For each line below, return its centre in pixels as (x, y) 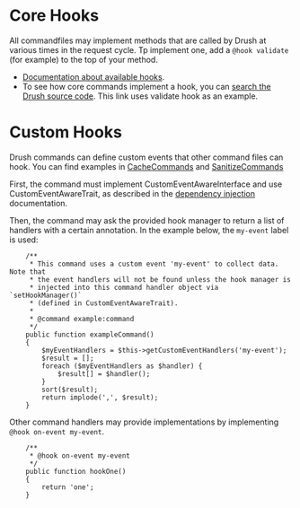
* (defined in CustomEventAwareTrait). (104, 303)
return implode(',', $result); (100, 397)
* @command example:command (82, 319)
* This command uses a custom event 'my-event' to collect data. (154, 264)
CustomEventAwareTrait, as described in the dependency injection (132, 193)
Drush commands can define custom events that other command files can (146, 157)
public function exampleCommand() (90, 334)
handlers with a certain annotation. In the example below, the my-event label (149, 230)
